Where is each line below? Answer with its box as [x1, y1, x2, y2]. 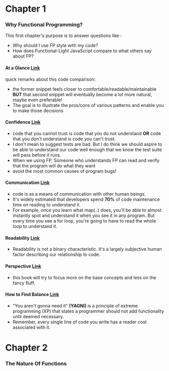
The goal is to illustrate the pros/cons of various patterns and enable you [12, 102, 164, 108]
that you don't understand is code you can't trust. [12, 135, 116, 142]
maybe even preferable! [12, 97, 63, 103]
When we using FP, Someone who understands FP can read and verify [12, 157, 160, 163]
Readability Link [5, 235, 40, 241]
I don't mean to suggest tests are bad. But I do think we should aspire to [12, 141, 162, 147]
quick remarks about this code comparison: [5, 76, 96, 82]
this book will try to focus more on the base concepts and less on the [12, 274, 156, 280]
